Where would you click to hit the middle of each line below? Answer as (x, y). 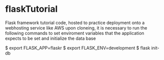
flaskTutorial (31, 9)
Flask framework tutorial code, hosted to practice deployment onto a (75, 23)
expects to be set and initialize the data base (51, 38)
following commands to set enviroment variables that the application (75, 33)
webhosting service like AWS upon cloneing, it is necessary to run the (76, 28)
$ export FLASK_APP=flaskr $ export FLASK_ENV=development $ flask (78, 48)
